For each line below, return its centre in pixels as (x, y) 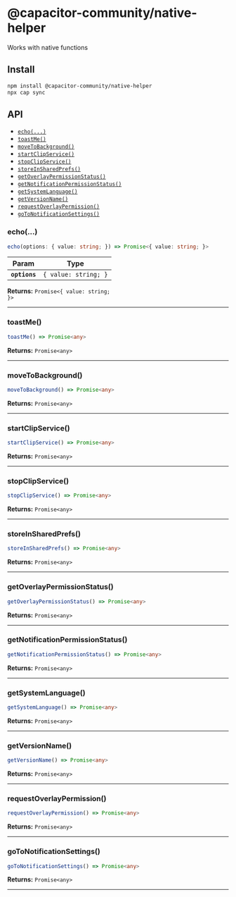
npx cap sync (26, 92)
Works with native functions (48, 47)
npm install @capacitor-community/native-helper (80, 86)
